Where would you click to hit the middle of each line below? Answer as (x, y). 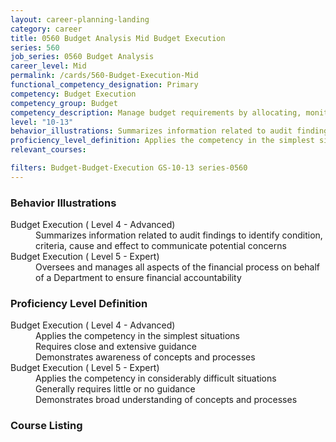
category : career (46, 29)
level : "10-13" (42, 122)
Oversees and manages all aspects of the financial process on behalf (178, 267)
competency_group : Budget (64, 103)
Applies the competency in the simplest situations (137, 336)
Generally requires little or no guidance (115, 389)
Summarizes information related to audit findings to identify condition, (179, 235)
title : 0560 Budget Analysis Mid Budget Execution (118, 38)
